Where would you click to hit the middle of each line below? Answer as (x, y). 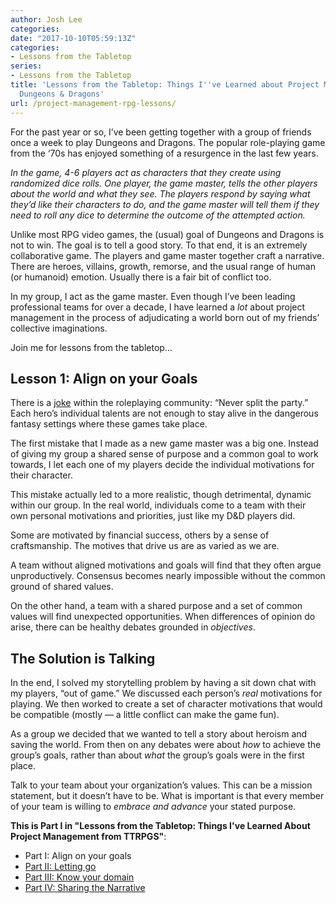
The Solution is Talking (83, 658)
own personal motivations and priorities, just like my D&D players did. (153, 516)
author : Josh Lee (46, 19)
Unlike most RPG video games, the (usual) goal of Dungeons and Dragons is (167, 234)
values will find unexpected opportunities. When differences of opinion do (163, 617)
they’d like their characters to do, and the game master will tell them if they (165, 204)
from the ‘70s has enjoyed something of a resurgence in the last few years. (164, 153)
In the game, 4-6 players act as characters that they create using (146, 172)
